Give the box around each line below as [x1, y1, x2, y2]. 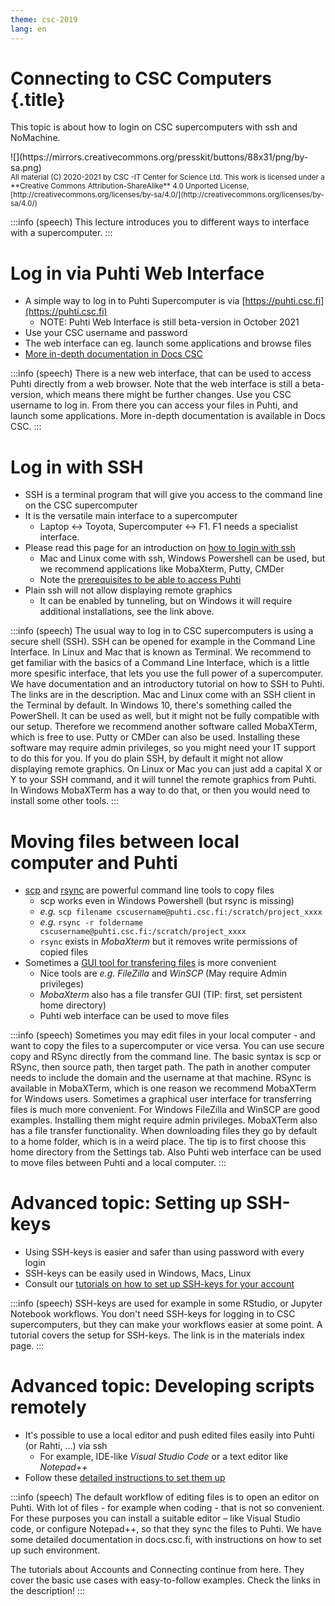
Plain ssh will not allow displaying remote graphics [24, 584, 233, 596]
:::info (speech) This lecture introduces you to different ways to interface [10, 216, 310, 228]
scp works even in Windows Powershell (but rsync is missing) [39, 895, 295, 907]
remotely [10, 1396, 87, 1419]
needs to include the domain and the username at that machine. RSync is [10, 1072, 312, 1084]
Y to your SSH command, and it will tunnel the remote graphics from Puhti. [10, 774, 317, 786]
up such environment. [10, 1544, 101, 1556]
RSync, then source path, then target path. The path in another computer [10, 1061, 311, 1073]
